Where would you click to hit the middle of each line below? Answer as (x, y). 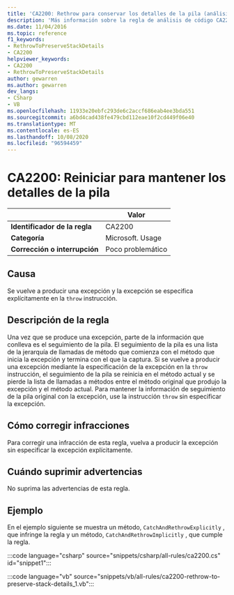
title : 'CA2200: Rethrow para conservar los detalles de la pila (104, 14)
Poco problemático (136, 250)
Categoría (28, 238)
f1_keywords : (26, 40)
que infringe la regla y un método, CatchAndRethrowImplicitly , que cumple (115, 535)
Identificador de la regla (51, 227)
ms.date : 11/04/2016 (37, 27)
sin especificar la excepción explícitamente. (70, 450)
